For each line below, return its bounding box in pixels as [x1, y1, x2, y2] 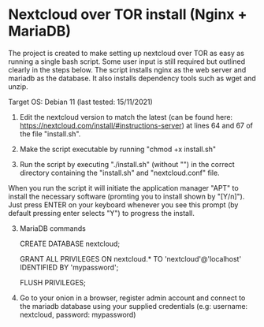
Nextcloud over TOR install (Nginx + [8, 6, 247, 24]
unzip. [8, 81, 29, 91]
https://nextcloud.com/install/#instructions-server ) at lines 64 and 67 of [19, 121, 254, 130]
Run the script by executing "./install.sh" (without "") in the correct [19, 159, 235, 169]
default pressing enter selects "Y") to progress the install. [8, 208, 195, 217]
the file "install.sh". [19, 128, 81, 139]
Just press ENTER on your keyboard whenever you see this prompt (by [8, 199, 239, 210]
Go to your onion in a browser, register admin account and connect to [19, 293, 246, 303]
